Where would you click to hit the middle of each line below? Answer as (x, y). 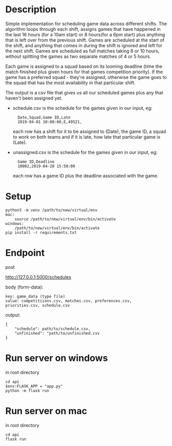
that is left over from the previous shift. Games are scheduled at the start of (85, 40)
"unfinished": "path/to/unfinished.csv (57, 333)
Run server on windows (57, 358)
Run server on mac (46, 411)
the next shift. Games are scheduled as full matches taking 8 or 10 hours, (83, 51)
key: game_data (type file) (35, 296)
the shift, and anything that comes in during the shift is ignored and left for (84, 45)
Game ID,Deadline (36, 162)
